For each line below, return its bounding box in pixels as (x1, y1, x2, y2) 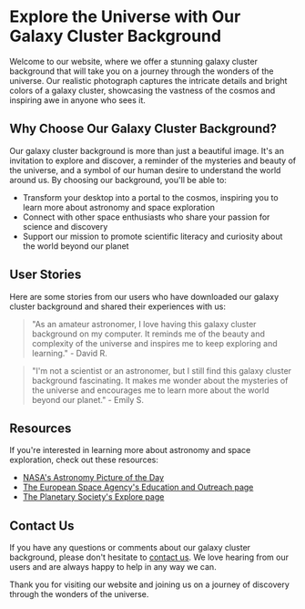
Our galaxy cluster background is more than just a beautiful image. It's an (9, 145, 285, 156)
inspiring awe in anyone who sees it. (9, 94, 146, 106)
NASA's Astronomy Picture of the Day (22, 472, 165, 483)
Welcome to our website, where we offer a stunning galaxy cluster (9, 56, 258, 67)
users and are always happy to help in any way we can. (9, 562, 217, 573)
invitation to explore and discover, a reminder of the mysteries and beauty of (9, 155, 297, 166)
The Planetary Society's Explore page (22, 491, 165, 502)
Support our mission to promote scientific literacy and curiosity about (22, 231, 283, 242)
